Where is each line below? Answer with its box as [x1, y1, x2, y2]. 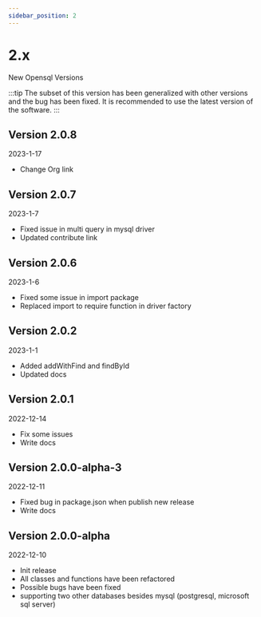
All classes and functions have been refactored [19, 574, 176, 583]
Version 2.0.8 [8, 128, 77, 141]
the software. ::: [8, 105, 60, 114]
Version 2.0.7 [8, 188, 77, 201]
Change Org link [19, 164, 74, 174]
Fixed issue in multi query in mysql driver [19, 224, 156, 234]
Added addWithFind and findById [19, 361, 130, 370]
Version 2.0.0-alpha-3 [8, 461, 122, 475]
